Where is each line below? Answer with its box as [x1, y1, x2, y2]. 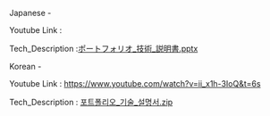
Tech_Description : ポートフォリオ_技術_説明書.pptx [9, 44, 198, 54]
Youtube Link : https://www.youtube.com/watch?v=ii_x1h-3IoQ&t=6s [9, 79, 261, 88]
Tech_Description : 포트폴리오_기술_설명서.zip [9, 97, 173, 107]
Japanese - [9, 8, 52, 18]
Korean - [9, 62, 42, 71]
